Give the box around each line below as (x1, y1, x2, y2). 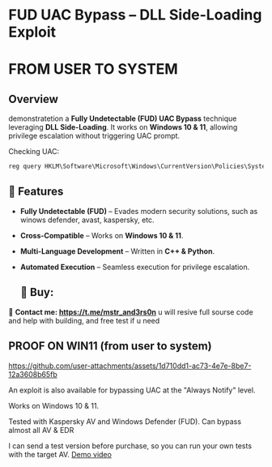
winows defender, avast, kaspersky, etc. (19, 215, 155, 225)
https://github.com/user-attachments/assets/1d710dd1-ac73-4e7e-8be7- (8, 361, 252, 371)
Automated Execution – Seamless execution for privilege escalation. (19, 262, 250, 272)
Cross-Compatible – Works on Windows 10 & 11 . (19, 230, 184, 240)
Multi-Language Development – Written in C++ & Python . (19, 246, 215, 256)
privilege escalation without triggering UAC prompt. (8, 131, 181, 141)
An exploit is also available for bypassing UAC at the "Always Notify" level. (8, 385, 256, 395)
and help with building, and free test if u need (8, 315, 160, 325)
